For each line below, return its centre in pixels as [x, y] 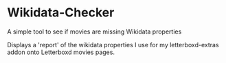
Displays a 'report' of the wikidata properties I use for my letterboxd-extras [113, 45]
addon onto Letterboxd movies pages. [61, 52]
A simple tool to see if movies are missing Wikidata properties [94, 32]
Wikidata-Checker [61, 13]
